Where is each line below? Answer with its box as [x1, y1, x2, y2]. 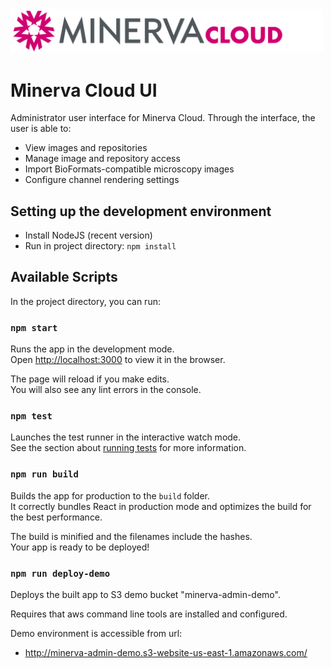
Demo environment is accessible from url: [10, 628, 183, 640]
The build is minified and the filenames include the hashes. [10, 530, 253, 542]
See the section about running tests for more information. [10, 442, 247, 454]
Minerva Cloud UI [10, 79, 158, 102]
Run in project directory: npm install [24, 240, 177, 252]
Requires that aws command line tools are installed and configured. [10, 608, 288, 620]
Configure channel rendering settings [24, 174, 180, 186]
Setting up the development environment [10, 203, 272, 220]
